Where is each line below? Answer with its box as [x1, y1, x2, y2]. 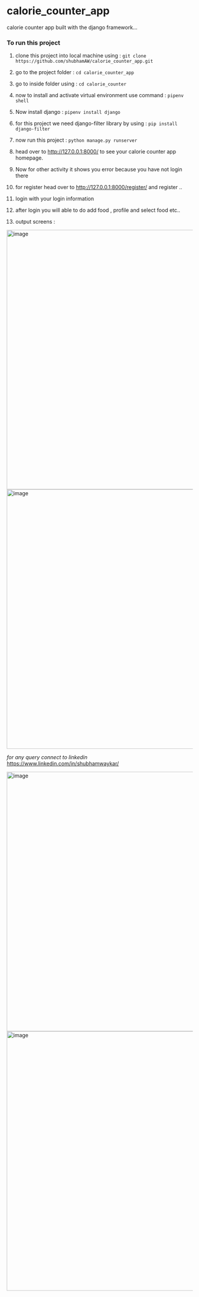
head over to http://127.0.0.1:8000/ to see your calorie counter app [15, 148, 177, 155]
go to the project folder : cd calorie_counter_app [15, 69, 135, 76]
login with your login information [15, 195, 94, 202]
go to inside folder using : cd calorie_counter [15, 80, 126, 87]
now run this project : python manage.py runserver [15, 136, 138, 144]
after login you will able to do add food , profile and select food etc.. [15, 206, 181, 214]
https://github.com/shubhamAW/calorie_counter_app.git [15, 58, 154, 65]
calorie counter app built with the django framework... [6, 24, 138, 31]
